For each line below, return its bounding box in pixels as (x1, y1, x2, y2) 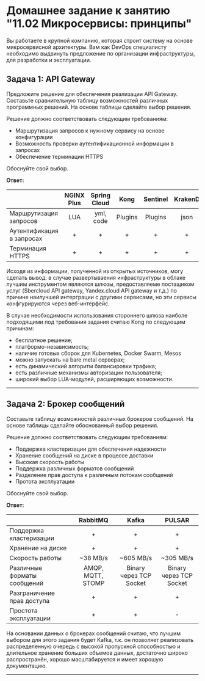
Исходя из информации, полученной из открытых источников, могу (6, 267, 184, 275)
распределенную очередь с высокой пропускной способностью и (6, 643, 181, 650)
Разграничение (9, 589, 55, 597)
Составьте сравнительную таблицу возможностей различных (6, 97, 168, 104)
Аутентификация (9, 227, 59, 235)
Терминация (9, 244, 47, 252)
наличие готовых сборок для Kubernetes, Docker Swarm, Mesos (15, 349, 182, 357)
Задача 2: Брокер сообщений (6, 399, 125, 409)
